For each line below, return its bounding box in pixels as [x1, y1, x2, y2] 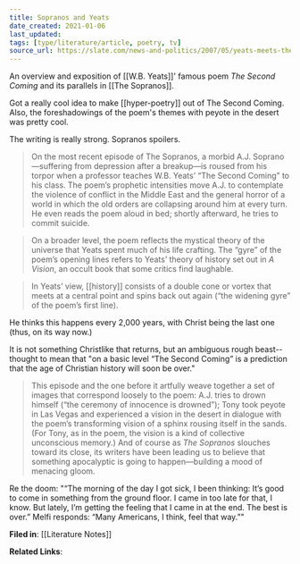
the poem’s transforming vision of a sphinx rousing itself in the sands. [30, 418, 287, 429]
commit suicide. [30, 218, 90, 229]
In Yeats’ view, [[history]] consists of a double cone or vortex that [30, 281, 272, 291]
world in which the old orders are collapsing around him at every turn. [30, 198, 288, 210]
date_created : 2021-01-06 [9, 21, 105, 30]
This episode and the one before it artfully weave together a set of [30, 381, 275, 391]
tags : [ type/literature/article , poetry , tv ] [9, 38, 181, 47]
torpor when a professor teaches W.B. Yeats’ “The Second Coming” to [30, 171, 290, 181]
